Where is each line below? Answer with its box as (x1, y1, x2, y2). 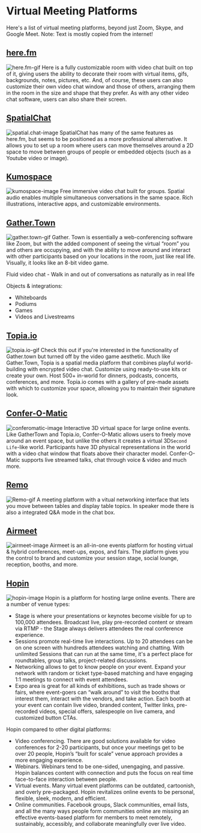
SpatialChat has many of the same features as (59, 129, 174, 136)
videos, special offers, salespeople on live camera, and (38, 708, 175, 715)
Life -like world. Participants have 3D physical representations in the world (6, 443, 191, 450)
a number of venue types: (6, 601, 70, 608)
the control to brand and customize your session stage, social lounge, (6, 555, 179, 562)
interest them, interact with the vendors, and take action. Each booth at (14, 695, 191, 702)
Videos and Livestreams (14, 313, 75, 320)
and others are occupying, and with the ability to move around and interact (6, 246, 191, 254)
